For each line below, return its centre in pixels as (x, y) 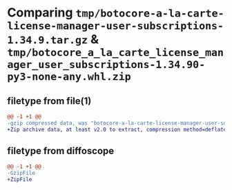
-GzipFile (21, 173)
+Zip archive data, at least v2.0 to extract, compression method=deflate (117, 129)
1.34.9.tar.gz (48, 40)
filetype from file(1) (49, 101)
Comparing (40, 13)
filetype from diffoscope (61, 151)
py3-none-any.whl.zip (69, 77)
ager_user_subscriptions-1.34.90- (106, 65)
